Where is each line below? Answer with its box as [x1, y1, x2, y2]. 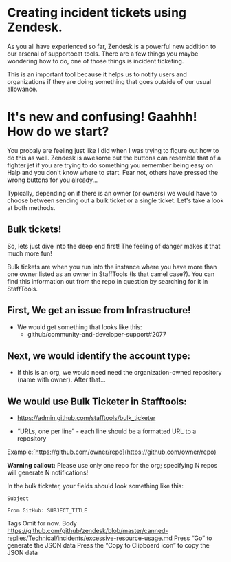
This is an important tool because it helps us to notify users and [7, 70, 188, 79]
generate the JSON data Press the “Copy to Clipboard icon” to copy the [7, 541, 210, 550]
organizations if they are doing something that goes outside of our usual [7, 77, 212, 85]
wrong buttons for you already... [7, 176, 98, 184]
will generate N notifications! [7, 468, 89, 477]
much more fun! [7, 249, 53, 258]
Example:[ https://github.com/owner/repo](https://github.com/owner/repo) [7, 448, 217, 456]
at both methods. [7, 203, 56, 211]
